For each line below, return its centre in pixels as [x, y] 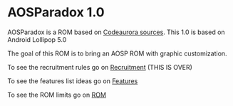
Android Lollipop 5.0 [37, 39]
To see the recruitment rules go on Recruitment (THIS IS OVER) [100, 67]
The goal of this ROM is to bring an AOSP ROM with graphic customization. [117, 53]
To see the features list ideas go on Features [73, 81]
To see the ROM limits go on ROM [57, 95]
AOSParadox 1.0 [56, 12]
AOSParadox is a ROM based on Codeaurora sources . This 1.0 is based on [116, 32]
